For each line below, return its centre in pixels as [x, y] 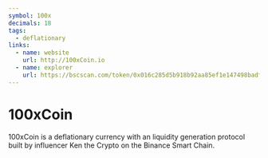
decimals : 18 [30, 23]
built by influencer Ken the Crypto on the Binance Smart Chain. [112, 145]
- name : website [42, 53]
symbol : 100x [30, 16]
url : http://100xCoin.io [64, 61]
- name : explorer [44, 68]
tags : [17, 30]
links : [19, 45]
